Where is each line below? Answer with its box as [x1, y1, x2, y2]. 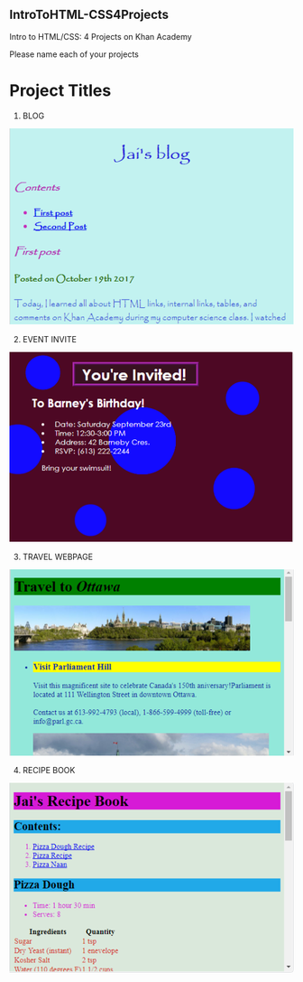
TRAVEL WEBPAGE [22, 551, 93, 562]
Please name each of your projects [9, 49, 140, 60]
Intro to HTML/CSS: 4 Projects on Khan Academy [9, 31, 192, 42]
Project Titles [9, 80, 112, 100]
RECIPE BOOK [22, 764, 76, 775]
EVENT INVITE [22, 333, 77, 344]
